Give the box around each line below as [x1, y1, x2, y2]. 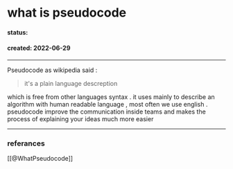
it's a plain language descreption [24, 79, 118, 87]
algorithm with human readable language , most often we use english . [7, 100, 208, 108]
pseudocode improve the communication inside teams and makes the [7, 107, 206, 116]
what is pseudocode [7, 5, 127, 21]
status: [7, 28, 28, 36]
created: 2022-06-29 [7, 44, 71, 53]
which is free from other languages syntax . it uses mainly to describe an [7, 92, 215, 101]
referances [7, 139, 45, 148]
